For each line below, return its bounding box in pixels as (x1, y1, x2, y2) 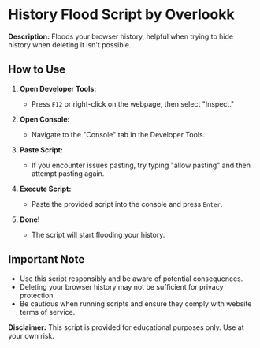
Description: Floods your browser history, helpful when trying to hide (8, 32, 234, 41)
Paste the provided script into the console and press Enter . (31, 199, 223, 208)
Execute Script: (19, 184, 72, 193)
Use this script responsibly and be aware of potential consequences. (19, 274, 243, 283)
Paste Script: (19, 144, 63, 155)
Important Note (8, 253, 85, 266)
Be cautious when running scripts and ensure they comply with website (19, 298, 252, 309)
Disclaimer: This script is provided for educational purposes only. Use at (8, 322, 244, 332)
